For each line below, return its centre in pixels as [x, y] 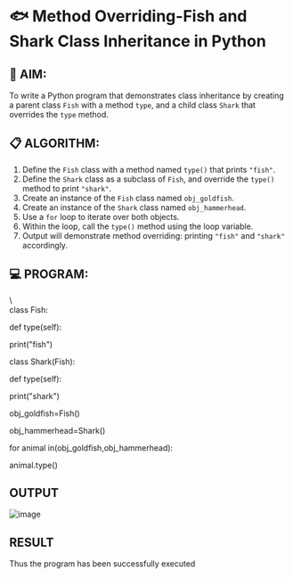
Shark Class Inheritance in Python [138, 41]
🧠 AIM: [28, 74]
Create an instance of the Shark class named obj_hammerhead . [134, 207]
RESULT [32, 542]
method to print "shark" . [67, 188]
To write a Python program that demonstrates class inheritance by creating [147, 95]
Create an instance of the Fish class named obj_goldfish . [128, 198]
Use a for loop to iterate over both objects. [101, 216]
